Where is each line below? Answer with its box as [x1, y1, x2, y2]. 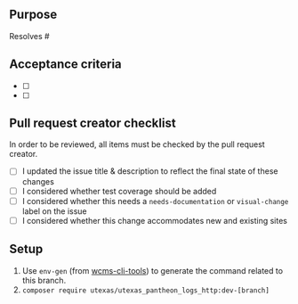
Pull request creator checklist [9, 116, 176, 131]
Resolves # [9, 30, 51, 41]
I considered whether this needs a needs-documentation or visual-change [21, 195, 289, 206]
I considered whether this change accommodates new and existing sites [21, 215, 287, 226]
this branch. [21, 275, 67, 285]
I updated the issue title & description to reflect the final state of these [21, 166, 278, 177]
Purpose [9, 7, 58, 22]
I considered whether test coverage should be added [21, 185, 217, 196]
